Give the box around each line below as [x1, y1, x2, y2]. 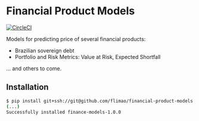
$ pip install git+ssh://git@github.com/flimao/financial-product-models [6, 98, 194, 104]
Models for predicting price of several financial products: [6, 35, 146, 42]
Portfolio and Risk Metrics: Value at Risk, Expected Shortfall [14, 53, 161, 60]
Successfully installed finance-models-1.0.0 [6, 109, 121, 115]
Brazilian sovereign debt [14, 46, 74, 54]
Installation [6, 82, 49, 92]
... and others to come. [6, 64, 62, 72]
